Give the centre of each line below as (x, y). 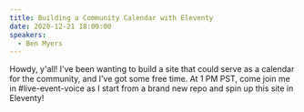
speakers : (28, 35)
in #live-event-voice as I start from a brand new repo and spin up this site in (152, 88)
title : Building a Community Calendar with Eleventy (111, 18)
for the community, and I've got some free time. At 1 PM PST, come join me (150, 79)
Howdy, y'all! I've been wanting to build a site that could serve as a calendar (152, 69)
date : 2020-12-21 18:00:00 (61, 26)
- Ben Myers (41, 43)
